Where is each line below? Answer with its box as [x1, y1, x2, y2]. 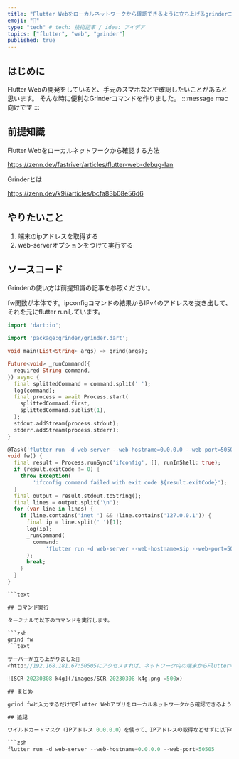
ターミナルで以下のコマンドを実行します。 [7, 617, 113, 624]
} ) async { [7, 373, 40, 381]
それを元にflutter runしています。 [7, 307, 105, 317]
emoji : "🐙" [7, 17, 40, 24]
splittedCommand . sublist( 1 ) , [20, 407, 107, 414]
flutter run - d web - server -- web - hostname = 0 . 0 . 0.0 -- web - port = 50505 [7, 746, 215, 753]
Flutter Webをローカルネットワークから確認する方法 [7, 146, 160, 154]
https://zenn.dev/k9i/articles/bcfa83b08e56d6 [7, 189, 144, 198]
